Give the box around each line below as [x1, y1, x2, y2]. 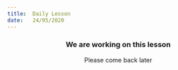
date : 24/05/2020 [7, 17, 65, 24]
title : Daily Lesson [7, 10, 71, 17]
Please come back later [84, 55, 153, 64]
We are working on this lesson [65, 40, 171, 50]
